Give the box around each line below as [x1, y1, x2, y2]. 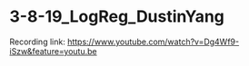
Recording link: [9, 36, 65, 47]
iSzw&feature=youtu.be [9, 45, 97, 56]
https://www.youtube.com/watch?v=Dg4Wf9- [66, 36, 239, 47]
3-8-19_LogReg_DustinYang [9, 6, 225, 27]
